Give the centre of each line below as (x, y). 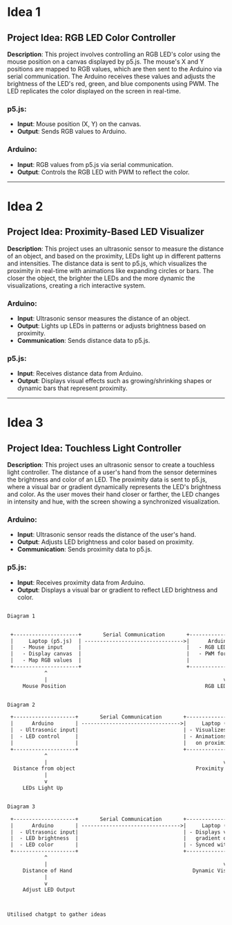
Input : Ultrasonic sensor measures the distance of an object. (104, 318)
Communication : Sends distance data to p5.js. (84, 340)
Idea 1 (24, 12)
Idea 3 (25, 423)
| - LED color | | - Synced (112, 845)
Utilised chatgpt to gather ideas (57, 915)
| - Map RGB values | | (100, 660)
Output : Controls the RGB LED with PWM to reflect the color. (103, 172)
